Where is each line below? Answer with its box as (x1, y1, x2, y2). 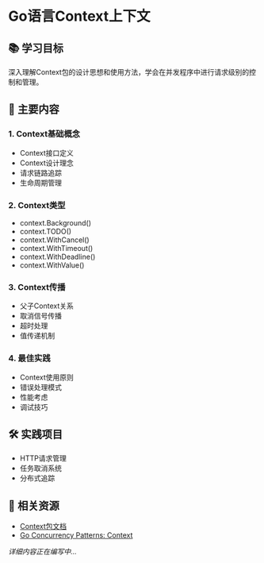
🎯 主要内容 (8, 102, 59, 116)
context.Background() (19, 218, 92, 227)
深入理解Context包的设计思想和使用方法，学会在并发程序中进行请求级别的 (8, 67, 250, 76)
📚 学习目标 (8, 41, 64, 55)
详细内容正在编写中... (8, 547, 78, 557)
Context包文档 (19, 522, 67, 531)
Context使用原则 (19, 372, 74, 382)
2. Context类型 (8, 199, 66, 210)
